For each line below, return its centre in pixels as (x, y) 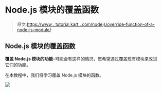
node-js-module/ (34, 30)
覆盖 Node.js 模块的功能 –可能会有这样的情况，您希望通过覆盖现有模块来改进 (81, 59)
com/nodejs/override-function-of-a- (118, 24)
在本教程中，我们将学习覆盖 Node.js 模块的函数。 (54, 75)
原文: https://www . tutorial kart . (49, 24)
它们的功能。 (18, 65)
